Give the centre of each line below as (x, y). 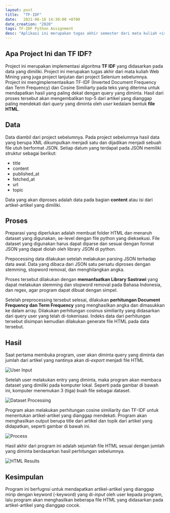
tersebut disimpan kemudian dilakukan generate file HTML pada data (77, 321)
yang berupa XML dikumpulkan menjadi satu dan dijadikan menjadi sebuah (83, 143)
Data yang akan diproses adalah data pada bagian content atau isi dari (79, 200)
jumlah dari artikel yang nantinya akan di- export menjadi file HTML (75, 360)
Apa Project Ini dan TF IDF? (49, 54)
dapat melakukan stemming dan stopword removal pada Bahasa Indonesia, (83, 285)
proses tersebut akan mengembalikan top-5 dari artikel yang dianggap (79, 98)
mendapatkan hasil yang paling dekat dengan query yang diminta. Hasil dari (84, 93)
